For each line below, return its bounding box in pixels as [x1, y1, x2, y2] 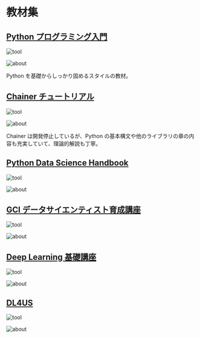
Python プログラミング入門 [6, 31, 108, 42]
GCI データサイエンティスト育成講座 [6, 205, 141, 215]
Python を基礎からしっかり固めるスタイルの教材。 [6, 72, 132, 79]
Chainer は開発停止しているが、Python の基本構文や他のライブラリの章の [6, 132, 189, 139]
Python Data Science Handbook [6, 158, 129, 168]
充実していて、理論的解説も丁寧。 [16, 140, 102, 147]
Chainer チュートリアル [6, 91, 95, 102]
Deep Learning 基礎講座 [6, 252, 97, 262]
